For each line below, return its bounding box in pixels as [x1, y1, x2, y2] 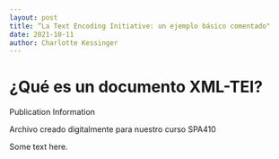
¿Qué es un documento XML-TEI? [9, 77, 263, 97]
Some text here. [9, 141, 69, 153]
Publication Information [9, 107, 96, 118]
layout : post [9, 13, 58, 22]
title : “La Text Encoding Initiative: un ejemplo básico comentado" [9, 22, 271, 31]
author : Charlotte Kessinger [9, 38, 118, 48]
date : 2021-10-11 [9, 30, 74, 39]
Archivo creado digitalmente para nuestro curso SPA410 [9, 124, 217, 135]
